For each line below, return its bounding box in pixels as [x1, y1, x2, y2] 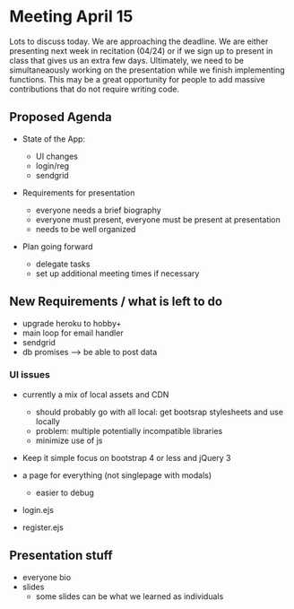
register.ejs [22, 522, 65, 533]
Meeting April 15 [9, 6, 134, 27]
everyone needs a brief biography [35, 204, 161, 215]
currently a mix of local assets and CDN [22, 388, 169, 400]
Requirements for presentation [22, 187, 135, 198]
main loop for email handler [22, 327, 124, 338]
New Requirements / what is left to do [9, 294, 222, 309]
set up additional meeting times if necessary [35, 267, 200, 279]
